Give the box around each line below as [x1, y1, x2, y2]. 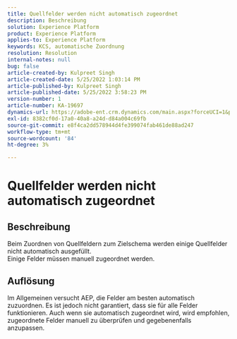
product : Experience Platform [7, 30, 97, 37]
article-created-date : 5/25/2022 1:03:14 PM [7, 75, 140, 83]
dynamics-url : [7, 109, 49, 116]
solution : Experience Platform [7, 23, 99, 30]
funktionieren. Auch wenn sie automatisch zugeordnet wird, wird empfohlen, [7, 308, 230, 317]
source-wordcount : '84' [7, 135, 78, 142]
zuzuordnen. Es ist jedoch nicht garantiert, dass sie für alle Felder [7, 301, 198, 309]
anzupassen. [7, 323, 44, 332]
